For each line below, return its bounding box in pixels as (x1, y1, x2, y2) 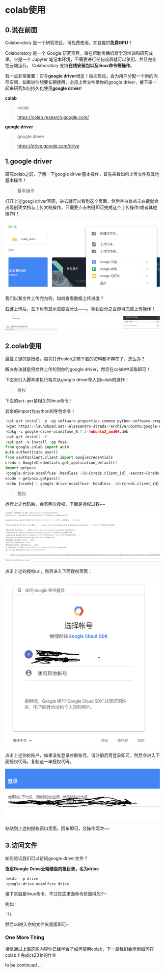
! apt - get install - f (5, 434, 48, 439)
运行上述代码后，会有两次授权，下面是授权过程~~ (5, 501, 106, 507)
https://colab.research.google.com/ (17, 114, 89, 120)
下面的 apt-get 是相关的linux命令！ (5, 398, 74, 404)
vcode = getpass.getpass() (5, 476, 60, 481)
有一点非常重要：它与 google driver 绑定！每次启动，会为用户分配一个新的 (5, 73, 154, 79)
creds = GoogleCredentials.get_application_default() (5, 460, 118, 465)
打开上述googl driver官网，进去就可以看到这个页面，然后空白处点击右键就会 (5, 198, 159, 204)
